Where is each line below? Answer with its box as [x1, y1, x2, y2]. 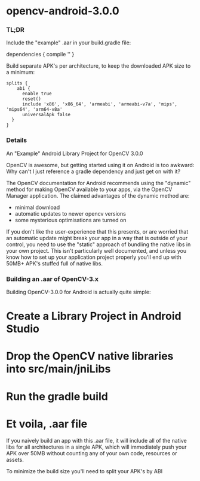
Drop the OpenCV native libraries [6, 349, 174, 363]
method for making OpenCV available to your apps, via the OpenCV [6, 186, 173, 193]
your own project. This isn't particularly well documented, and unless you [6, 247, 187, 254]
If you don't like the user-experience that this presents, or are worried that [6, 228, 189, 235]
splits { [6, 80, 28, 86]
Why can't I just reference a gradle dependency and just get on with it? [6, 168, 181, 175]
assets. [6, 456, 24, 463]
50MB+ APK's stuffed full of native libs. [6, 259, 103, 267]
